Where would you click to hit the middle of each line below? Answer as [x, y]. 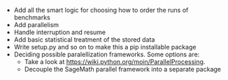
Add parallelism [36, 25]
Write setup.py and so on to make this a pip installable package [105, 47]
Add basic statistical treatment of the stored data [84, 40]
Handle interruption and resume [60, 32]
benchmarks [32, 17]
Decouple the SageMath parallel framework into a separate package [123, 69]
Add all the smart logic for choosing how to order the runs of [101, 10]
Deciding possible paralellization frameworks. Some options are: [107, 54]
